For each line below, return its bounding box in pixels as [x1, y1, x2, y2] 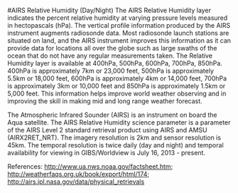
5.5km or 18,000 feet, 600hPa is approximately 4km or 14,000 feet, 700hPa [7, 74, 227, 83]
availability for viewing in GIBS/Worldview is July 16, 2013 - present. [7, 149, 206, 157]
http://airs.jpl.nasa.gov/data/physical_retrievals [7, 177, 145, 186]
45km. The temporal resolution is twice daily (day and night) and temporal [7, 141, 224, 149]
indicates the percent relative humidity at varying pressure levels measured [7, 14, 228, 22]
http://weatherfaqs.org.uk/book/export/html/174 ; [7, 170, 150, 178]
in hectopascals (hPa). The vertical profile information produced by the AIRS [7, 21, 231, 29]
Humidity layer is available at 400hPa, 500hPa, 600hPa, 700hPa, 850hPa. [7, 59, 222, 67]
